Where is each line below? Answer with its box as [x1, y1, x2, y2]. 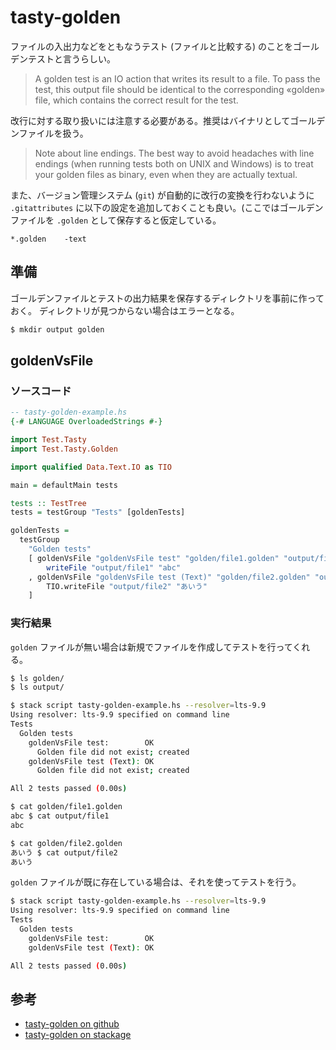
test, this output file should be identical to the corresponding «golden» [34, 83, 326, 95]
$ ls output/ [10, 682, 65, 693]
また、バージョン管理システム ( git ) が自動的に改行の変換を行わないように [10, 189, 315, 201]
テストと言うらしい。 [27, 52, 116, 65]
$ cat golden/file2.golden [10, 838, 123, 848]
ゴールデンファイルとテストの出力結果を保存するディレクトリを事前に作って [10, 292, 325, 304]
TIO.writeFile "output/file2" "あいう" [46, 581, 208, 591]
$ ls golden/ [10, 673, 65, 683]
